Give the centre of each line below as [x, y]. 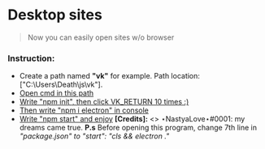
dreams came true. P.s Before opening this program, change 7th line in [138, 128]
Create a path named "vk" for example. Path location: [110, 76]
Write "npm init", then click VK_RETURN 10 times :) [104, 102]
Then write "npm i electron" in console [84, 110]
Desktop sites [55, 15]
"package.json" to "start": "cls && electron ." [94, 136]
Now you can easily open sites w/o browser [101, 37]
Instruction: [31, 58]
